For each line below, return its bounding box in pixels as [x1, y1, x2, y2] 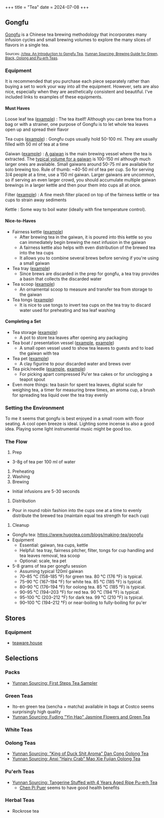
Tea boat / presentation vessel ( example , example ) [12, 339, 115, 346]
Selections [5, 654, 38, 663]
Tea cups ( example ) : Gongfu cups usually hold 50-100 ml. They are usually [5, 136, 158, 142]
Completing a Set [5, 318, 41, 324]
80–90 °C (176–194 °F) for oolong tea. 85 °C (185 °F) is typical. [19, 584, 146, 590]
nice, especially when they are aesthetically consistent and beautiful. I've [5, 89, 153, 95]
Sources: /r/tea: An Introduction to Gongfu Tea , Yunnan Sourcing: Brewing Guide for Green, [5, 51, 159, 56]
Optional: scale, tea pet [19, 558, 67, 564]
